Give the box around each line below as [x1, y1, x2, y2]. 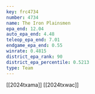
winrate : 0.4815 [6, 48, 47, 54]
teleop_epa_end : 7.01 [6, 37, 60, 43]
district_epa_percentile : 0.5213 [6, 59, 90, 65]
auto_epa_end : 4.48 [6, 31, 55, 37]
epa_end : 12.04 [6, 25, 44, 32]
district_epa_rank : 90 [6, 54, 63, 60]
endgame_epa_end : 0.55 [6, 43, 63, 49]
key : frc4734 [6, 8, 39, 15]
